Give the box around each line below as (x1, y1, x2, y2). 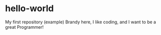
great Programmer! (5, 24, 44, 30)
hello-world (5, 3, 54, 14)
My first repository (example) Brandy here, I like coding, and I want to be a (5, 19, 157, 25)
